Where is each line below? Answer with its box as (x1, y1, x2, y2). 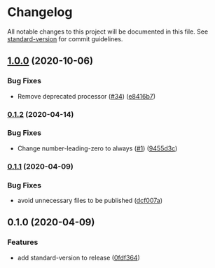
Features (7, 237, 39, 247)
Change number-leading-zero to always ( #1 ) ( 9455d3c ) (17, 144, 178, 153)
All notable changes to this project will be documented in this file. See (7, 27, 209, 36)
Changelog (7, 4, 73, 20)
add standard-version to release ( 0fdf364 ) (17, 253, 140, 262)
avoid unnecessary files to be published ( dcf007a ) (17, 197, 163, 205)
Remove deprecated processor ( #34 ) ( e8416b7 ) (17, 92, 156, 100)
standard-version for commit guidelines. (7, 34, 123, 43)
